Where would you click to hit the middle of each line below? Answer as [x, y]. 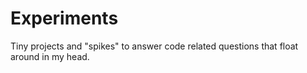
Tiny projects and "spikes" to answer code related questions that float [154, 46]
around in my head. [50, 56]
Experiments [64, 18]
